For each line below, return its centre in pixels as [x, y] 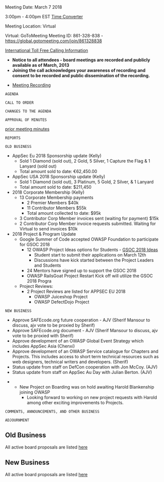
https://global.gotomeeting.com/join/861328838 [54, 41]
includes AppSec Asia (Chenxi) [43, 346]
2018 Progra [39, 281]
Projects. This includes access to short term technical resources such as [85, 356]
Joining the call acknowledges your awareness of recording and [79, 70]
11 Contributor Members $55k [57, 208]
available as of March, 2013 [41, 65]
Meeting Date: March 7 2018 [34, 7]
